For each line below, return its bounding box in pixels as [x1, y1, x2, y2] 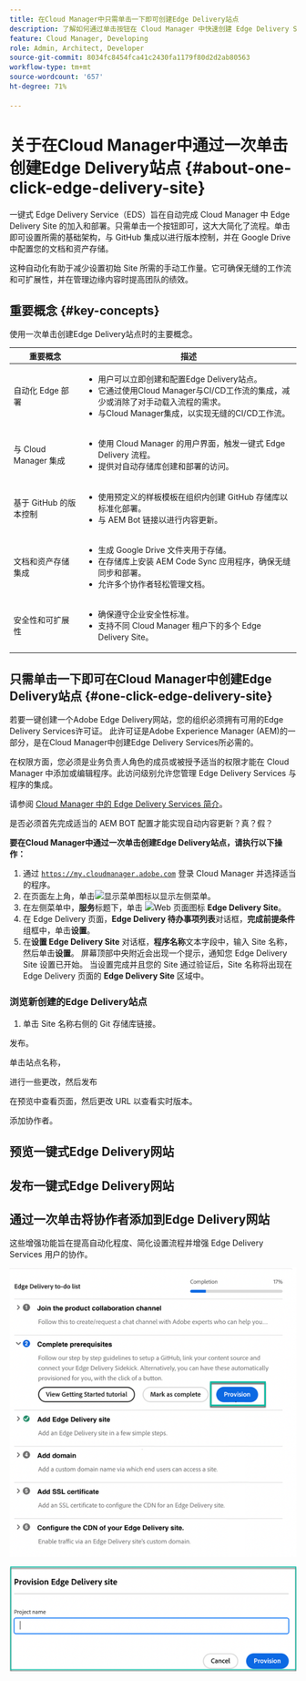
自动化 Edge [13, 385, 59, 396]
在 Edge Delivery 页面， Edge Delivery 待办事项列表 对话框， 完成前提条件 [22, 914, 296, 925]
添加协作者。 [9, 1114, 57, 1125]
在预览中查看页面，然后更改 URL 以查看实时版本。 [9, 1095, 198, 1106]
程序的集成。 [9, 779, 57, 790]
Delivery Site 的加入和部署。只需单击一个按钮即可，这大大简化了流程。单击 [9, 220, 291, 231]
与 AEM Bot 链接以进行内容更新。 [97, 514, 223, 525]
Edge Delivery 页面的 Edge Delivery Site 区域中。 [22, 970, 209, 981]
